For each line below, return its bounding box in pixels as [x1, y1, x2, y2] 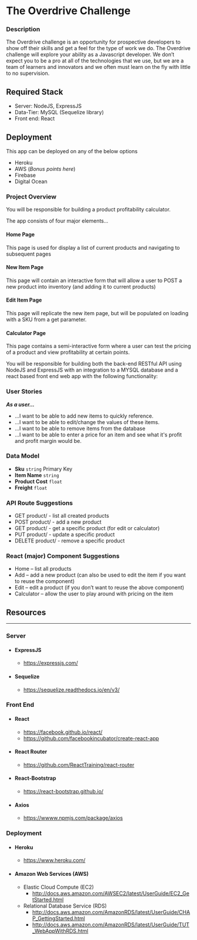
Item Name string [14, 471, 60, 478]
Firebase [14, 172, 36, 179]
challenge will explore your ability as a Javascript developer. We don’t [6, 51, 175, 58]
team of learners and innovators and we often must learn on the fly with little [6, 64, 191, 71]
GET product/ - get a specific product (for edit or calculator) [14, 525, 160, 532]
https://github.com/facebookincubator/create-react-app [23, 734, 159, 742]
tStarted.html [32, 896, 64, 903]
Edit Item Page [6, 296, 42, 304]
